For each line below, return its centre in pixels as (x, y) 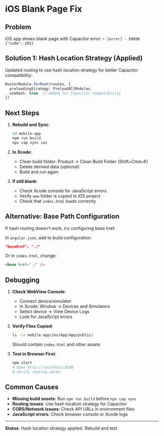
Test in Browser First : (34, 354)
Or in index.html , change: (31, 256)
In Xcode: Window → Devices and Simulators (65, 306)
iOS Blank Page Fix (44, 9)
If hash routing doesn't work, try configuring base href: (60, 228)
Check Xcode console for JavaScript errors (63, 191)
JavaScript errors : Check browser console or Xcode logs (70, 414)
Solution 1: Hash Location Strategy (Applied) (74, 58)
